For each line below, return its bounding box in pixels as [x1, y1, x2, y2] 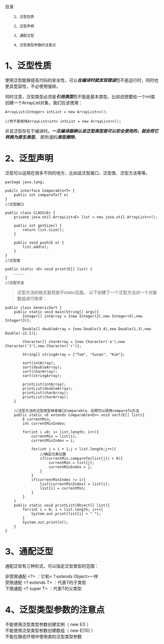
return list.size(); [22, 227, 64, 232]
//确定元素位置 [39, 451, 67, 457]
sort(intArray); [22, 360, 55, 365]
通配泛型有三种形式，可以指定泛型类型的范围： [5, 563, 99, 569]
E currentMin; [22, 417, 51, 422]
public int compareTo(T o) [14, 192, 69, 197]
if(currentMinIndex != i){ [31, 477, 86, 482]
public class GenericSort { [5, 305, 62, 310]
